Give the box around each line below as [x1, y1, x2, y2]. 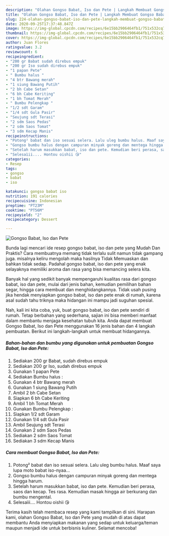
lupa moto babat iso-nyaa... [13, 467, 70, 473]
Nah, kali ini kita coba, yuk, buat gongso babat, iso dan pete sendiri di [6, 307, 150, 313]
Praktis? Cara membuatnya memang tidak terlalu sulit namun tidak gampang [6, 250, 163, 256]
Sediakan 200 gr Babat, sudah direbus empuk [13, 358, 108, 364]
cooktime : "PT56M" [6, 208, 44, 213]
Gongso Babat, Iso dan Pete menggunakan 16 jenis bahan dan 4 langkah [6, 323, 155, 329]
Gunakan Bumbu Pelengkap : [13, 406, 73, 412]
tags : [6, 166, 17, 171]
